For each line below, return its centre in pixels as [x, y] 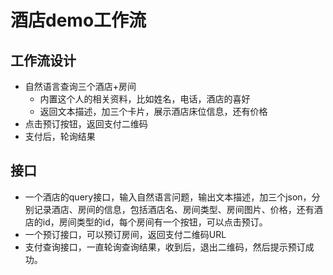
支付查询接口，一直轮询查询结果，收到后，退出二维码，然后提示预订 [165, 247]
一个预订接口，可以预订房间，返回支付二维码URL [125, 234]
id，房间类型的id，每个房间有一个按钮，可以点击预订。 [155, 222]
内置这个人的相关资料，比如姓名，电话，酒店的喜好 [145, 99]
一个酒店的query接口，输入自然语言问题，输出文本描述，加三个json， [168, 197]
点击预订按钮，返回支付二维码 [86, 124]
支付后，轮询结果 [60, 136]
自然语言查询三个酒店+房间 [80, 86]
